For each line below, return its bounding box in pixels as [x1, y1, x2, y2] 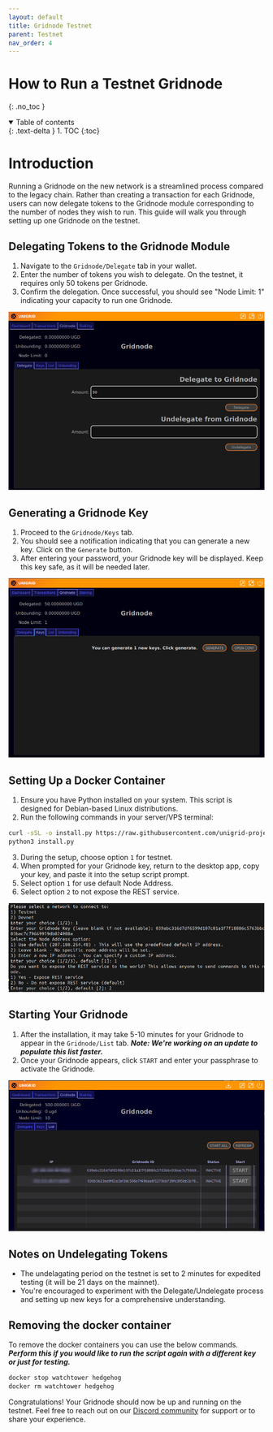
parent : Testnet [8, 30, 63, 38]
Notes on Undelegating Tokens [8, 1247, 168, 1261]
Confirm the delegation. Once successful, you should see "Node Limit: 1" [19, 287, 265, 296]
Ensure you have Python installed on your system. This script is [19, 795, 233, 805]
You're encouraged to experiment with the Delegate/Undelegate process [19, 1286, 264, 1296]
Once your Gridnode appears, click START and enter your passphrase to [19, 1055, 258, 1065]
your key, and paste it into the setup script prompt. [19, 869, 189, 879]
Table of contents [15, 118, 75, 128]
